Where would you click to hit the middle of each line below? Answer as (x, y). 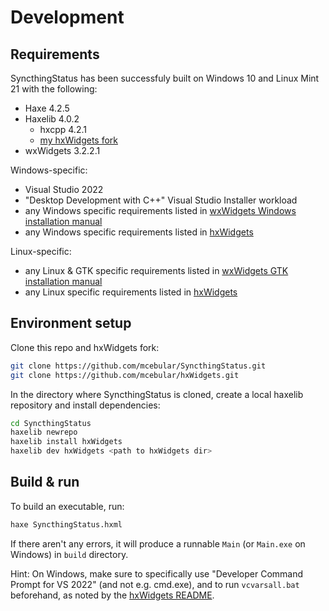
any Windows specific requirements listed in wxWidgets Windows (160, 210)
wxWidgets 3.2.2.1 (62, 150)
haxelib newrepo (44, 432)
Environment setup (71, 323)
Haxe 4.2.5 (47, 108)
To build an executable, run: (67, 506)
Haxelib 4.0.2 (52, 119)
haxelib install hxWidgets (66, 442)
